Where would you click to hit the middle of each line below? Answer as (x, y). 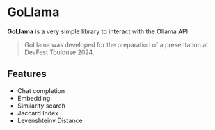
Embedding (34, 98)
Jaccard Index (38, 113)
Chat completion (41, 90)
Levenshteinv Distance (50, 120)
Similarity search (41, 106)
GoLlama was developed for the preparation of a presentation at (116, 44)
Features (27, 74)
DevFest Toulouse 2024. (59, 52)
